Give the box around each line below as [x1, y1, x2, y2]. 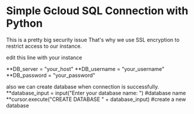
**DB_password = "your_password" [6, 71, 96, 79]
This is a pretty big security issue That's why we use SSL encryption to [6, 36, 180, 43]
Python [6, 17, 43, 30]
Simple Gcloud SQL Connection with [6, 4, 189, 18]
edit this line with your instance [6, 54, 82, 61]
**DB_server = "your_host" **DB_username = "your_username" [6, 65, 165, 72]
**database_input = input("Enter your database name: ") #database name [6, 89, 186, 96]
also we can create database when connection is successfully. [6, 83, 159, 90]
